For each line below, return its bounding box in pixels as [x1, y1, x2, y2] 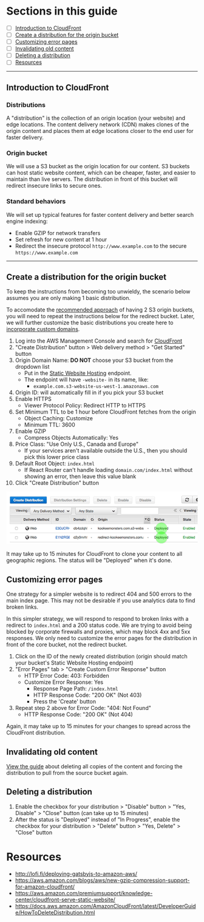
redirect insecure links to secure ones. [6, 182, 102, 190]
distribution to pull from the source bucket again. [6, 769, 129, 776]
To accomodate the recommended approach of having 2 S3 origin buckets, [6, 306, 194, 313]
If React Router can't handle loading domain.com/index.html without [24, 466, 193, 474]
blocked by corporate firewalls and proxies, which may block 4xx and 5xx [6, 628, 191, 635]
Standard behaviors [6, 197, 66, 206]
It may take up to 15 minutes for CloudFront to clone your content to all [6, 550, 183, 558]
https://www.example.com [15, 250, 78, 256]
